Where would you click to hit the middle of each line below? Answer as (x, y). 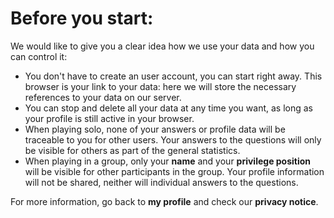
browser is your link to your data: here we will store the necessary (160, 86)
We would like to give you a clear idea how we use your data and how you (162, 46)
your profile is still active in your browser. (109, 118)
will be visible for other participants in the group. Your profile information (174, 171)
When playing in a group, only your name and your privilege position (168, 161)
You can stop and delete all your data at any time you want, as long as (168, 108)
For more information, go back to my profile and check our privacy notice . (164, 201)
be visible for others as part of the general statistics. (132, 150)
